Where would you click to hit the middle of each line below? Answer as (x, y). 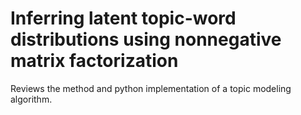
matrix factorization (94, 61)
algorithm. (31, 99)
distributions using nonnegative (146, 39)
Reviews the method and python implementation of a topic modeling (151, 88)
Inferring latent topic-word (123, 18)
